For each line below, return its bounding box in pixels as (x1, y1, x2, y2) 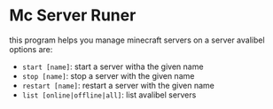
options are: (9, 43, 53, 54)
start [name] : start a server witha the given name (21, 61, 204, 72)
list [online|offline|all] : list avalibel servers (21, 90, 197, 100)
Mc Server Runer (9, 5, 136, 26)
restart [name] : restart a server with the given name (21, 80, 215, 90)
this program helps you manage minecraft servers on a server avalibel (9, 35, 265, 45)
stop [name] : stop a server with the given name (21, 70, 195, 81)
